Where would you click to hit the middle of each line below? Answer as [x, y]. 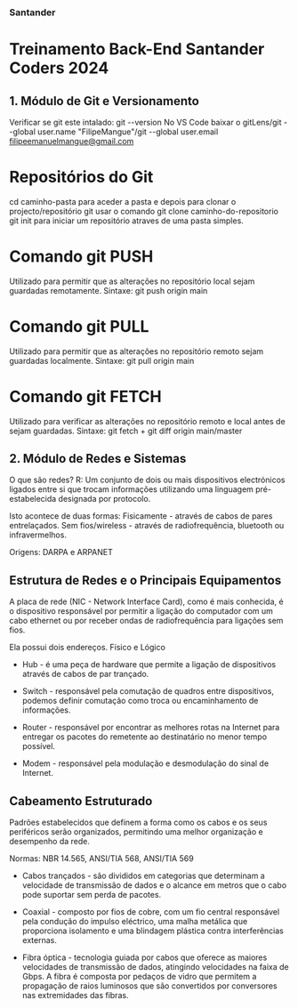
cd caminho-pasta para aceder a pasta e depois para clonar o [123, 201]
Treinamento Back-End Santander [137, 49]
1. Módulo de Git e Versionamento [105, 101]
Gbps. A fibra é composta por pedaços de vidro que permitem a [139, 977]
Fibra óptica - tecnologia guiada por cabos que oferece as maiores [145, 957]
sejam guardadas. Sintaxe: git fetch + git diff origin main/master [126, 431]
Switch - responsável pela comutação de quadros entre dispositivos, [148, 691]
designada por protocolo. [105, 499]
